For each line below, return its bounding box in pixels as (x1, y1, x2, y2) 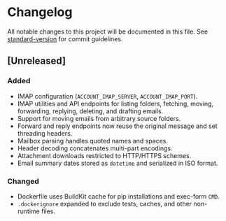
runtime (17, 207, 41, 215)
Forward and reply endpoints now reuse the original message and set (17, 122, 218, 130)
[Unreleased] (7, 55, 66, 67)
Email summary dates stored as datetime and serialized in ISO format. (17, 159, 218, 167)
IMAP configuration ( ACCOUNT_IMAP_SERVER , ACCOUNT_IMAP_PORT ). (17, 92, 198, 100)
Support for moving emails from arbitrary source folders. (17, 114, 181, 122)
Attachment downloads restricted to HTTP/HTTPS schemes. (17, 151, 192, 159)
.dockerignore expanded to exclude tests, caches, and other (17, 199, 192, 208)
